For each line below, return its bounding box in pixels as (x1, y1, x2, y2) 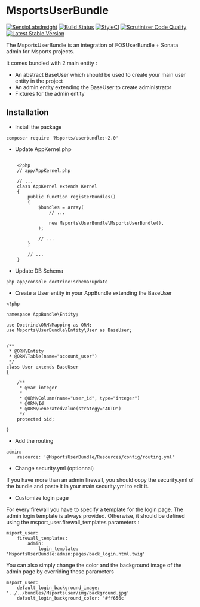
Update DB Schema (14, 267, 64, 274)
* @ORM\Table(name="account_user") (8, 353, 97, 360)
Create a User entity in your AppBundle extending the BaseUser (14, 289, 172, 297)
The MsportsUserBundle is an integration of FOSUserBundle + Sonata (6, 41, 179, 49)
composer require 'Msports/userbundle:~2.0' (6, 135, 119, 141)
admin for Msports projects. (6, 47, 75, 55)
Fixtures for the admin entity (14, 90, 85, 97)
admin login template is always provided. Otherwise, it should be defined (6, 512, 185, 519)
